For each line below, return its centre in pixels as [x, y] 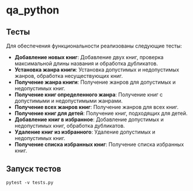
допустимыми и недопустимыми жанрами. [68, 101]
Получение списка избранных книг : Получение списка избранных [99, 144]
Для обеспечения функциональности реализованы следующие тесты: [94, 46]
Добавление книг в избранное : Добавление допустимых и [89, 120]
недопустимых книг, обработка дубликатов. [70, 126]
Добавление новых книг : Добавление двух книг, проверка [89, 57]
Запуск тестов [34, 169]
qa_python [33, 10]
